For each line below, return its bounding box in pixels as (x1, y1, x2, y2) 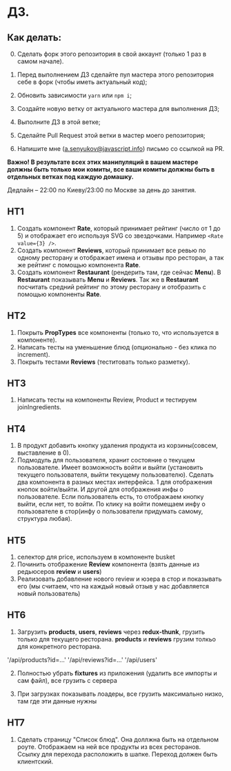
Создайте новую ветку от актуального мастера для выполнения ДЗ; (17, 105, 219, 112)
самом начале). (17, 57, 64, 65)
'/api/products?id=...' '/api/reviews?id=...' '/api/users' (7, 655, 157, 664)
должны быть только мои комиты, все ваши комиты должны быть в (7, 165, 215, 173)
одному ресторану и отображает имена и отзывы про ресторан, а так (17, 253, 224, 262)
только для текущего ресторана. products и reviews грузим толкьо (17, 635, 216, 643)
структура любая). (17, 515, 72, 523)
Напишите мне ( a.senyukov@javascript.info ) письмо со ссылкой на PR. (17, 145, 225, 152)
